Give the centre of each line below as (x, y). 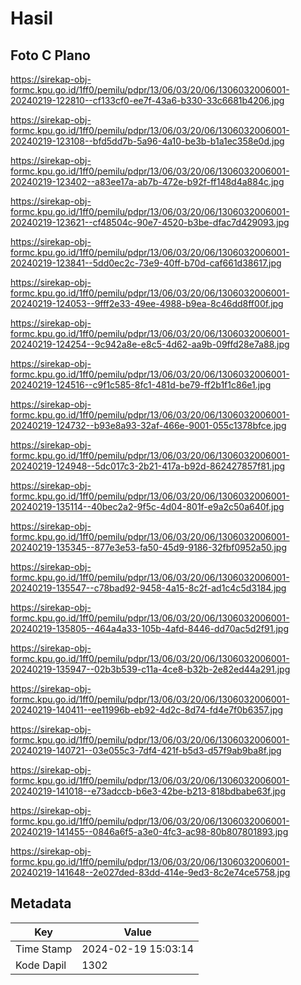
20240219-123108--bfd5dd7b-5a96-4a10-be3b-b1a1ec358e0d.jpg (147, 141)
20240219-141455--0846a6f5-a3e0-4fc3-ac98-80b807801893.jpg (149, 831)
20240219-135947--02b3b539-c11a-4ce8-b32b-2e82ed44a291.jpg (150, 669)
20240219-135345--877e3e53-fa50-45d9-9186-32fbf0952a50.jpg (149, 547)
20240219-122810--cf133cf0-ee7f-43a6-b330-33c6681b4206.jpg (147, 100)
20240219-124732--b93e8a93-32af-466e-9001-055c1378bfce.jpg (148, 425)
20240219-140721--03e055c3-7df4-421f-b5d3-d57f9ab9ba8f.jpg (146, 750)
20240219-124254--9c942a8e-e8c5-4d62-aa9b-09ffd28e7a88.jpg (150, 344)
